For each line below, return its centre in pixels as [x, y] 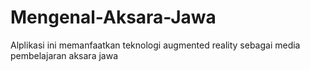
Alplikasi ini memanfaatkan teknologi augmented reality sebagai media [155, 45]
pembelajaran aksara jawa [64, 55]
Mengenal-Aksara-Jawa [113, 17]
